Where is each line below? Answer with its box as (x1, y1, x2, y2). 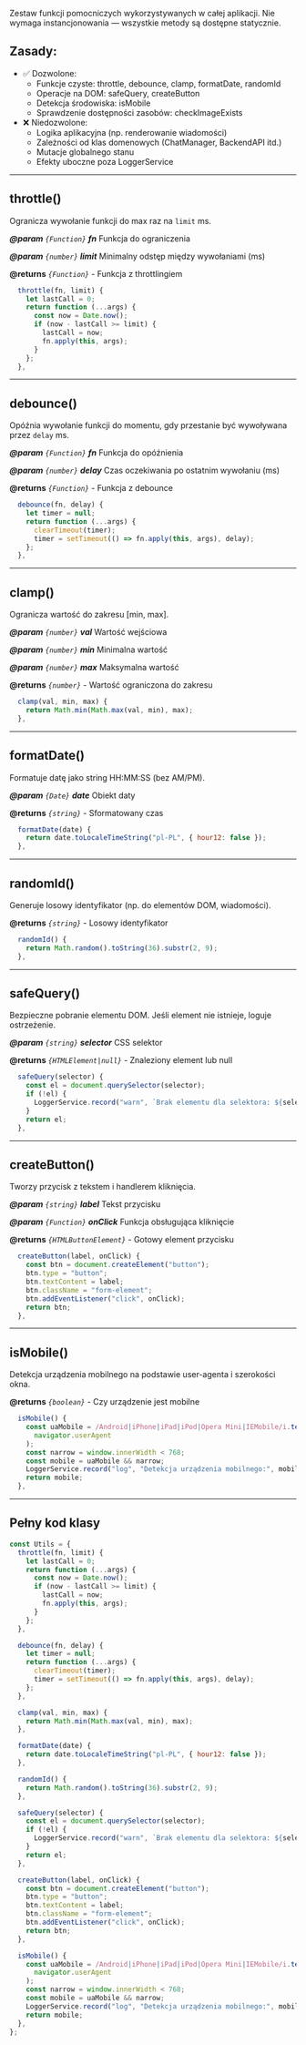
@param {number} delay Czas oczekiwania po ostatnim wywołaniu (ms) (9, 465, 280, 476)
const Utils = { (9, 1539, 71, 1549)
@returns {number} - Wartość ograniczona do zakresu (9, 680, 213, 690)
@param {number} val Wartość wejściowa (9, 627, 168, 638)
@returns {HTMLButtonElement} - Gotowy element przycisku (9, 1234, 234, 1245)
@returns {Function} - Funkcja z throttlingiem (9, 268, 183, 279)
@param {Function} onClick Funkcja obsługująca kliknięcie (9, 1216, 235, 1228)
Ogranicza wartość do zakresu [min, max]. (9, 609, 169, 620)
